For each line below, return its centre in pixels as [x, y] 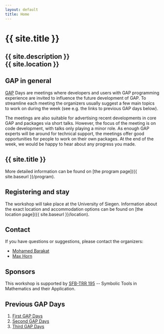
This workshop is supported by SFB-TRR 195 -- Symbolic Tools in [71, 283]
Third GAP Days [28, 326]
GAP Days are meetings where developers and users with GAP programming [82, 93]
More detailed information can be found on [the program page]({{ [71, 171]
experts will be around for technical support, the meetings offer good [75, 134]
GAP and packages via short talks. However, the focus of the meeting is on [81, 123]
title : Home [17, 14]
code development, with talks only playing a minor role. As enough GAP [77, 128]
